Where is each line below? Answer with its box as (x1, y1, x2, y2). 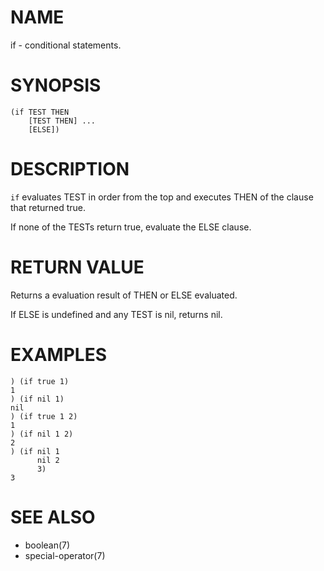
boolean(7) (24, 539, 71, 551)
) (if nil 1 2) (10, 429, 74, 439)
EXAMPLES (10, 343, 107, 366)
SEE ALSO (10, 506, 96, 528)
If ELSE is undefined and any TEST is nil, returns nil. (10, 308, 223, 320)
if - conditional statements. (10, 39, 122, 51)
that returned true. (10, 201, 87, 213)
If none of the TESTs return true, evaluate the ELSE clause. (10, 221, 252, 233)
